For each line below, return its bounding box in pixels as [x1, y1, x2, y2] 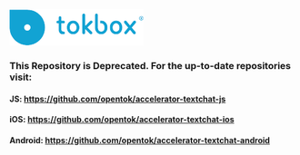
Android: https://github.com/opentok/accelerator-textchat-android [9, 134, 271, 145]
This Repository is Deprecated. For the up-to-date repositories [9, 59, 292, 72]
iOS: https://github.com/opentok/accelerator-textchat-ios [9, 114, 235, 125]
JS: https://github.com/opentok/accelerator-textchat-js [9, 93, 226, 104]
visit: [9, 71, 33, 83]
